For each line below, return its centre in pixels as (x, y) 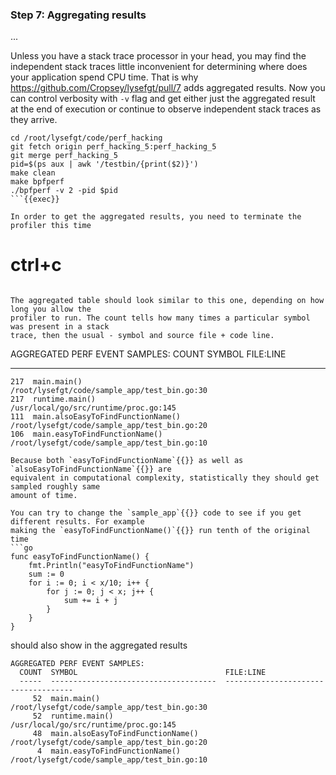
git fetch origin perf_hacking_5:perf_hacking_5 (113, 147)
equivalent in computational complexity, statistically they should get (165, 478)
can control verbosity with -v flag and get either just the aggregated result (163, 99)
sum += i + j (90, 601)
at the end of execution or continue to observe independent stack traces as (166, 109)
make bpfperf (37, 182)
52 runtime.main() (73, 716)
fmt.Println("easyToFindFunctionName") (111, 566)
